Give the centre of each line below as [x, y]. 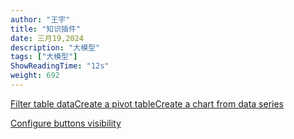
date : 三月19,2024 [47, 38]
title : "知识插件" [46, 29]
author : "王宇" [40, 19]
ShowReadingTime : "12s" [60, 66]
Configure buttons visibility [66, 123]
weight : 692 [35, 76]
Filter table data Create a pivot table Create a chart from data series [147, 103]
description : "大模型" [55, 47]
